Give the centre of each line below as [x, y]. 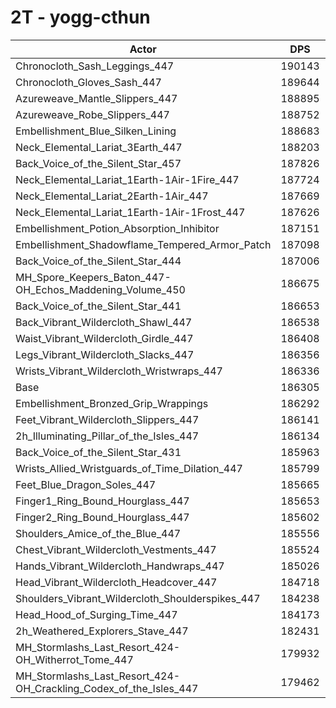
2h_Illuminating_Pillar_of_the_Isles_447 [107, 436]
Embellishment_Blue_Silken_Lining [96, 131]
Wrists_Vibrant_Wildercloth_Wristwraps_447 [119, 371]
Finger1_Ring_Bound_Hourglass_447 [102, 501]
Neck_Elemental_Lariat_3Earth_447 [99, 147]
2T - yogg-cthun [80, 17]
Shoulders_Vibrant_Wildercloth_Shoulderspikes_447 [138, 598]
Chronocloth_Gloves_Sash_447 [88, 82]
